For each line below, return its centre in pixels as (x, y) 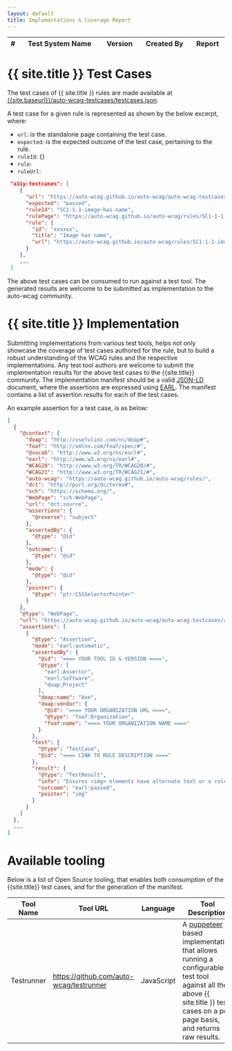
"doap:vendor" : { (63, 704)
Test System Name (59, 44)
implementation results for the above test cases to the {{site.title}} (101, 372)
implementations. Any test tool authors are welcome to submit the (101, 365)
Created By (165, 44)
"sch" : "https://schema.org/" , (70, 492)
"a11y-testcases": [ (40, 184)
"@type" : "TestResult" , (72, 775)
